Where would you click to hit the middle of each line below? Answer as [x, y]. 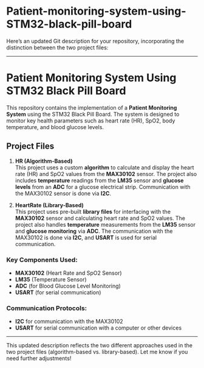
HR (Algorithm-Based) [44, 161]
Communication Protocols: [47, 308]
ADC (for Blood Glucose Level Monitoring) [68, 286]
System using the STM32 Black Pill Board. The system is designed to [93, 114]
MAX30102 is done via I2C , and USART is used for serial [86, 237]
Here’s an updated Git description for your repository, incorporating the [95, 41]
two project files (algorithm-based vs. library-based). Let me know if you [97, 352]
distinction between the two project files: [57, 48]
